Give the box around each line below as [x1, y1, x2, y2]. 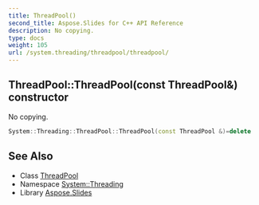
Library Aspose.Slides [19, 187, 92, 197]
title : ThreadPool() [8, 11, 77, 20]
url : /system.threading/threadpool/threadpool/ [8, 49, 170, 57]
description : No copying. [8, 26, 94, 34]
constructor [8, 91, 69, 104]
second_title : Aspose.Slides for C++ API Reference [8, 19, 183, 27]
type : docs [8, 34, 45, 42]
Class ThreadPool [19, 171, 79, 180]
